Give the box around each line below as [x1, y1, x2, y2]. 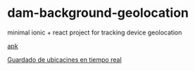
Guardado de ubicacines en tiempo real [7, 55, 122, 64]
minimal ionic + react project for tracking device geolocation [7, 28, 182, 37]
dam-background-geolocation [7, 5, 189, 21]
